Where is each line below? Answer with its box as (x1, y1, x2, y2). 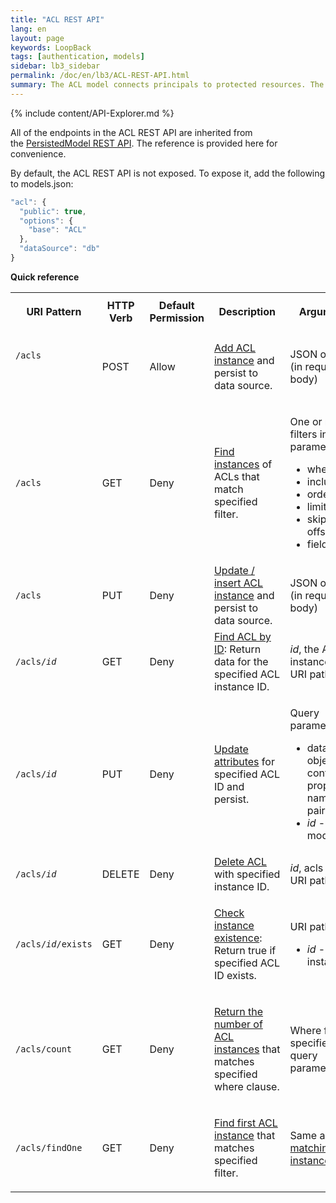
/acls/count (15, 1043, 73, 1055)
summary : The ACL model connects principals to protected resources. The (10, 80, 325, 90)
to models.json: (10, 177, 74, 190)
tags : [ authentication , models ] (10, 52, 145, 62)
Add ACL (213, 341, 257, 355)
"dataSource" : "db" (19, 244, 101, 254)
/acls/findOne (15, 1142, 83, 1153)
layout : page (10, 33, 65, 43)
